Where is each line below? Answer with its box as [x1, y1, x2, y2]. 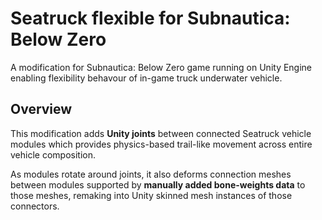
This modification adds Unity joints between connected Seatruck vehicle [10, 127, 312, 139]
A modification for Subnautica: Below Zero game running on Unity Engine [10, 61, 313, 73]
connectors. [10, 200, 60, 212]
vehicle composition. [10, 148, 96, 161]
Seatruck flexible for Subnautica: [10, 7, 291, 30]
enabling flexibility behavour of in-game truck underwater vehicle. [10, 72, 283, 84]
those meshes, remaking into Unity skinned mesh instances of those [10, 189, 293, 201]
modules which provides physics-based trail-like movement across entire [10, 138, 313, 150]
